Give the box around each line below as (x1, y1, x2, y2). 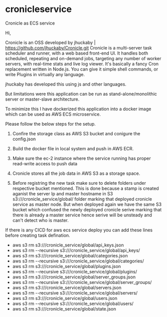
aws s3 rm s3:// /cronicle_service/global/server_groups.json (12, 274, 136, 280)
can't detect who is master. (12, 217, 69, 223)
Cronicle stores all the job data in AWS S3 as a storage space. (12, 170, 140, 176)
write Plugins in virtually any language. (5, 71, 85, 77)
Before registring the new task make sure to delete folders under (12, 180, 146, 186)
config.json (12, 136, 36, 142)
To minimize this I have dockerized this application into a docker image (5, 106, 151, 112)
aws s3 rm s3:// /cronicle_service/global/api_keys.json (12, 242, 124, 248)
